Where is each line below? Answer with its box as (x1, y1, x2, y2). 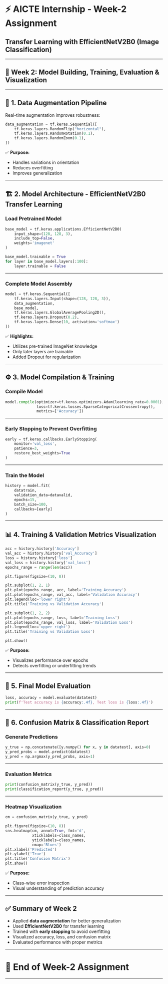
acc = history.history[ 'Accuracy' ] (5, 546, 79, 551)
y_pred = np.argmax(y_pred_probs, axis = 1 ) (5, 754, 95, 759)
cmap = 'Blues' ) (31, 842, 61, 847)
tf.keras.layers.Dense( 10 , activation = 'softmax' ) (14, 320, 120, 325)
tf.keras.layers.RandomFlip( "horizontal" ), (14, 126, 106, 131)
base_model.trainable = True (5, 255, 66, 260)
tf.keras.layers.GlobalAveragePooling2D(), (14, 310, 106, 315)
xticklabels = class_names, (31, 833, 86, 838)
